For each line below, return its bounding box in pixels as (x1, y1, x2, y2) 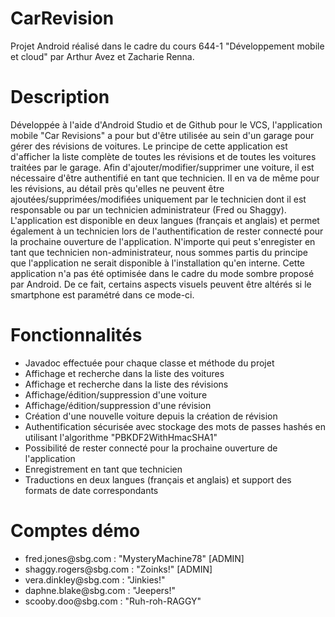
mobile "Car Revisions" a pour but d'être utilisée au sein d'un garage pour (10, 129, 315, 141)
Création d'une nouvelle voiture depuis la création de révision (24, 410, 278, 422)
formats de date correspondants (24, 484, 159, 496)
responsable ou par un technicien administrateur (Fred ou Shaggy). (10, 203, 287, 216)
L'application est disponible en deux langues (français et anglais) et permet (10, 214, 320, 226)
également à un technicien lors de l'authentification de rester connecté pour (10, 225, 324, 237)
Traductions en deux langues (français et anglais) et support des (24, 473, 292, 486)
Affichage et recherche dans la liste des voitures (24, 367, 225, 379)
